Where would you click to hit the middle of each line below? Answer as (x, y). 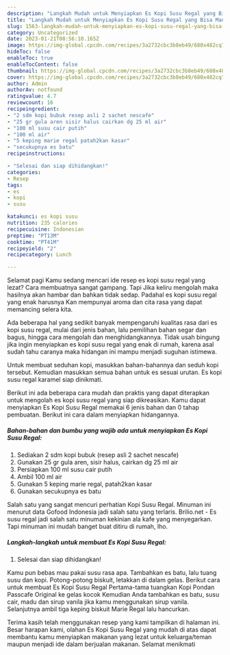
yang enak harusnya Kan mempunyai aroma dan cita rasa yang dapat (105, 302)
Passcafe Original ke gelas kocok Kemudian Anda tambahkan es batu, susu (113, 595)
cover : (16, 77)
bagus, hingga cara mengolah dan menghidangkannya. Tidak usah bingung (114, 337)
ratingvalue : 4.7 (32, 97)
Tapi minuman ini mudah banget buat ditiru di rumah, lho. (88, 527)
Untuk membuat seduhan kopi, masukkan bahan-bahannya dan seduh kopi (113, 365)
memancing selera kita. (40, 310)
